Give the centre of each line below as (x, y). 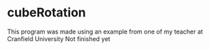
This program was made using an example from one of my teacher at (105, 32)
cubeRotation (46, 13)
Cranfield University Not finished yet (59, 38)
